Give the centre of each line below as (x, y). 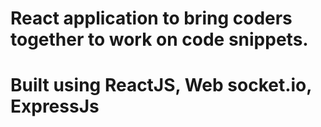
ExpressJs (55, 106)
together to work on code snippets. (159, 39)
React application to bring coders (151, 18)
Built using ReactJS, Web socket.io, (161, 85)
